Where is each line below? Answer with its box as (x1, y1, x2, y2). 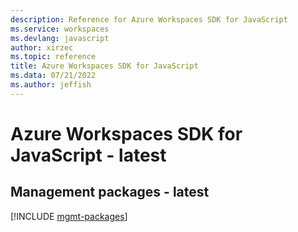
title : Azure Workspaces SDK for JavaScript (10, 61, 199, 71)
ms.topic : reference (10, 52, 97, 62)
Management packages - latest (10, 184, 210, 201)
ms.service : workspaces (10, 24, 110, 34)
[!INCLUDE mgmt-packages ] (10, 210, 128, 222)
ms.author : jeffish (10, 80, 92, 90)
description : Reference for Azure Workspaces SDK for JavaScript (10, 14, 288, 25)
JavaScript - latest (10, 144, 167, 166)
